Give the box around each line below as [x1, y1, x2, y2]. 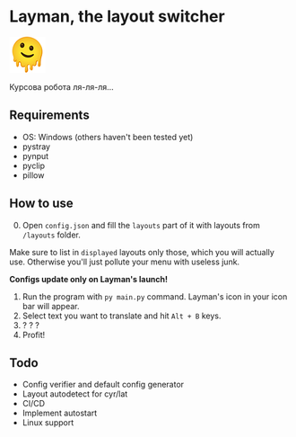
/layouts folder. [22, 229, 81, 240]
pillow [22, 169, 45, 181]
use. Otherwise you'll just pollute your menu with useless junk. [9, 256, 240, 267]
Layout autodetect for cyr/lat [22, 388, 128, 399]
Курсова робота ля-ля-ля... [9, 81, 114, 92]
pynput [22, 150, 49, 161]
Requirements [9, 108, 90, 123]
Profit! [22, 329, 46, 340]
